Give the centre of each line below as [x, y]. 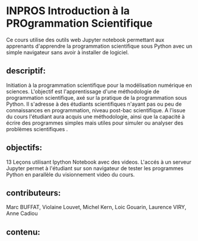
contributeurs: [33, 193]
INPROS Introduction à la [68, 11]
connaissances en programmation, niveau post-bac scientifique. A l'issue [96, 110]
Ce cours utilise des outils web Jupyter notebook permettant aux [85, 40]
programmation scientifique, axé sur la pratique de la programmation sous [97, 97]
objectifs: [24, 148]
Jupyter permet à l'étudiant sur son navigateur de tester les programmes [95, 168]
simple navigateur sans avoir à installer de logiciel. [68, 52]
